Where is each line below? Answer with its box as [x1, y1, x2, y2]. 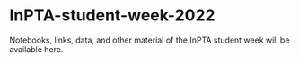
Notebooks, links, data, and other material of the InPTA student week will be [9, 35, 290, 45]
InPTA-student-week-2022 [9, 5, 215, 26]
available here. [9, 43, 64, 54]
